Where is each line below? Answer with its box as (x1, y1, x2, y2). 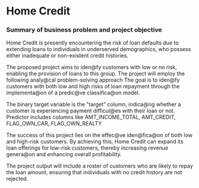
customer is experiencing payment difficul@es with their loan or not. (6, 107, 175, 115)
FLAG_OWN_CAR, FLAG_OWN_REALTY (6, 120, 102, 127)
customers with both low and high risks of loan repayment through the (6, 83, 180, 90)
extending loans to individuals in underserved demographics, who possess (6, 46, 191, 53)
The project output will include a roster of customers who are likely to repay (6, 162, 194, 169)
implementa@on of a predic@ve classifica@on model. (6, 89, 140, 97)
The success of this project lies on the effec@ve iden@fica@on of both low (6, 132, 193, 139)
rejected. (6, 175, 28, 183)
